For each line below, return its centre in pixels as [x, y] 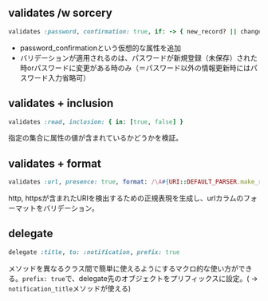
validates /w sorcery [61, 13]
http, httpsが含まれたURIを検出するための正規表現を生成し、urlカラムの [126, 198]
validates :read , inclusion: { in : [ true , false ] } [96, 122]
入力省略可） [69, 77]
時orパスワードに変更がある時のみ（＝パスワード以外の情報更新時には [135, 68]
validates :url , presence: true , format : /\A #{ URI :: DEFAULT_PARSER [123, 182]
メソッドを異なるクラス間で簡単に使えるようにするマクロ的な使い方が [123, 268]
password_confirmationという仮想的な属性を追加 [100, 48]
